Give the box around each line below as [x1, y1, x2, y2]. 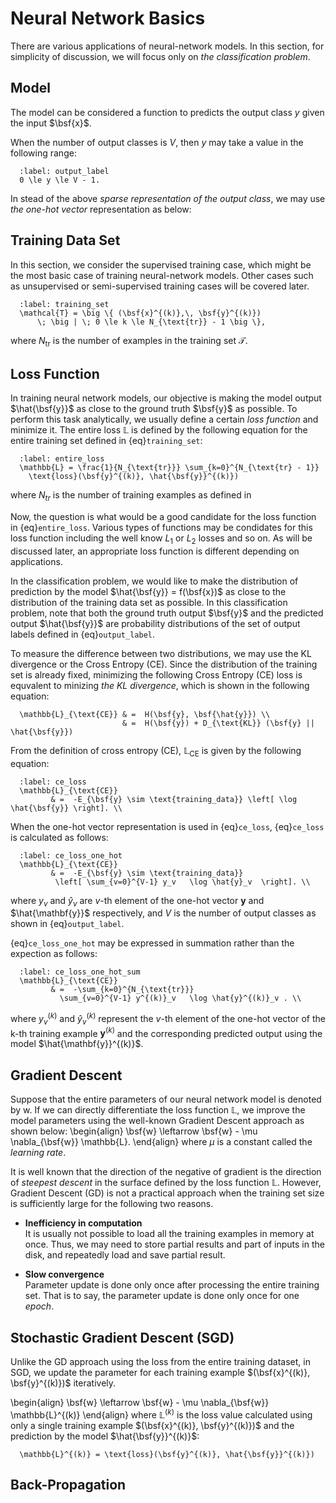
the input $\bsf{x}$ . [10, 117, 92, 129]
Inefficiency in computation [24, 1217, 143, 1229]
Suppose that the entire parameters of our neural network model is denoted [10, 1093, 322, 1106]
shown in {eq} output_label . [10, 918, 125, 930]
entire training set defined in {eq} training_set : [10, 435, 203, 447]
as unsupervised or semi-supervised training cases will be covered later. [10, 280, 310, 292]
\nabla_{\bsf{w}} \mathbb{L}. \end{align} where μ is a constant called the [10, 1136, 313, 1148]
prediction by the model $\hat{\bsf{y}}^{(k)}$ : [10, 1430, 200, 1442]
